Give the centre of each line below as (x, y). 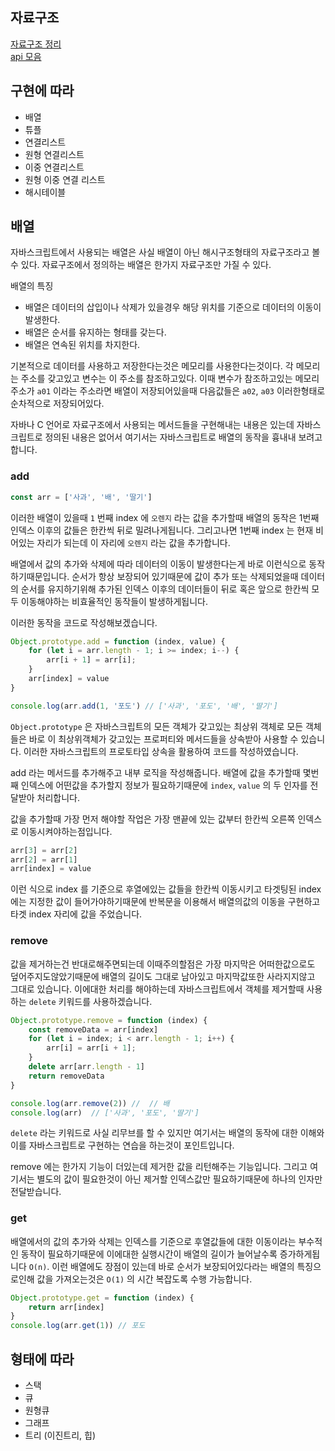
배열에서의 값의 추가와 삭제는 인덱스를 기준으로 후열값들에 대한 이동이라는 (153, 1241)
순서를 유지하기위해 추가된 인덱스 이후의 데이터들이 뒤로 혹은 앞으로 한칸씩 (165, 589)
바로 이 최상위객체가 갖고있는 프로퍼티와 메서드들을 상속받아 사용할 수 (163, 739)
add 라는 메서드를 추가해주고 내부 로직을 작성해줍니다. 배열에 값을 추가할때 (155, 772)
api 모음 (26, 56)
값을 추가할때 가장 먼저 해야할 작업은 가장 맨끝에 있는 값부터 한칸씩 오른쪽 (153, 819)
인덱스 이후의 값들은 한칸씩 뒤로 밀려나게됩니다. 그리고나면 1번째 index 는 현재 (162, 530)
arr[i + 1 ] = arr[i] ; (91, 660)
